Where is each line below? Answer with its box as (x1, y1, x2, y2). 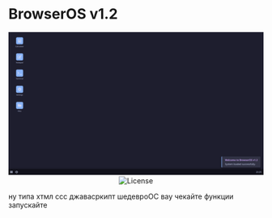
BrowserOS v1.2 (8, 5, 118, 23)
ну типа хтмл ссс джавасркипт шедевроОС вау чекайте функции (8, 191, 234, 202)
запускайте (8, 200, 48, 210)
